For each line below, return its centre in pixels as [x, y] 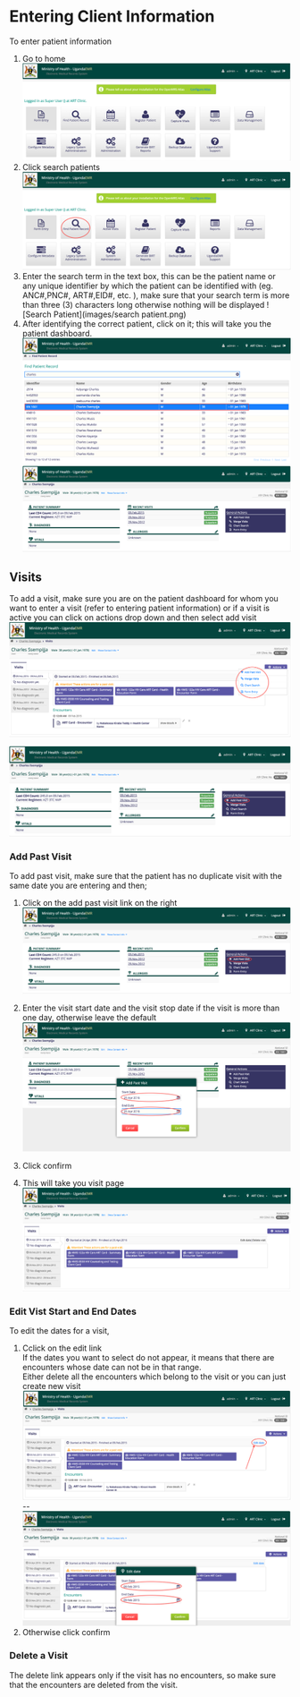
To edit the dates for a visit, [59, 1330]
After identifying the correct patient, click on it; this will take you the [147, 324]
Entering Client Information [112, 17]
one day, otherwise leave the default [89, 1017]
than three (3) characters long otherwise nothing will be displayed [143, 305]
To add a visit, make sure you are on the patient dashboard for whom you [144, 598]
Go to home [44, 58]
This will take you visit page [73, 1182]
